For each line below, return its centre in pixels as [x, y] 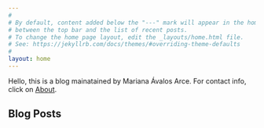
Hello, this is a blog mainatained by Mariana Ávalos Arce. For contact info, [127, 81]
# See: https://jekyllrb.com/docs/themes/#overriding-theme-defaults [125, 44]
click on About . [33, 89]
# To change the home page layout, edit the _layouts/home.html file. [126, 37]
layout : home [29, 59]
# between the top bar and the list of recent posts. [98, 30]
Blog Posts [35, 114]
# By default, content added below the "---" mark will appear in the [126, 23]
